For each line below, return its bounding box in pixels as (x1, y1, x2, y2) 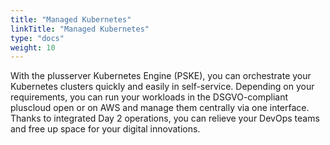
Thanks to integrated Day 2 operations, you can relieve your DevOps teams (10, 112, 320, 125)
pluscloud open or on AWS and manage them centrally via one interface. (10, 102, 310, 114)
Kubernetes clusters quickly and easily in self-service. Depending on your (10, 81, 315, 93)
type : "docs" (10, 33, 65, 43)
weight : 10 (10, 42, 56, 53)
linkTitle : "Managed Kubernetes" (10, 24, 150, 34)
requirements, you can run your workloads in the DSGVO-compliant (10, 91, 289, 103)
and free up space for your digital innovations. (10, 123, 201, 135)
